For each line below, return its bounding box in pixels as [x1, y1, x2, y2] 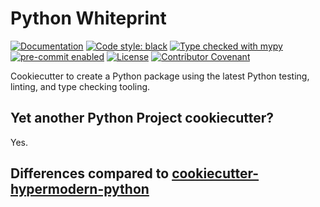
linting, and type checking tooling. [10, 80, 151, 92]
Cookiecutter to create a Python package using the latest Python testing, [10, 70, 310, 82]
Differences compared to [10, 165, 170, 182]
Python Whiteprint [10, 7, 167, 30]
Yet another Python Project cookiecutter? [10, 110, 275, 127]
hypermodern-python [10, 181, 150, 198]
